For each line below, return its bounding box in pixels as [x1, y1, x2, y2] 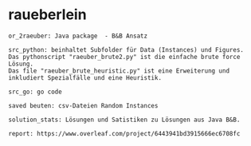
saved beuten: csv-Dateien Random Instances [8, 101, 159, 109]
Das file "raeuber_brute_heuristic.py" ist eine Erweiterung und [8, 66, 229, 75]
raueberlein [8, 6, 87, 24]
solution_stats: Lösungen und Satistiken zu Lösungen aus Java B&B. [8, 116, 241, 124]
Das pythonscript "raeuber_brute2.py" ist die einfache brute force [8, 53, 241, 61]
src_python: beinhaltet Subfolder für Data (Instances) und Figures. [8, 45, 245, 53]
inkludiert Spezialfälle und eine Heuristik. [8, 73, 162, 81]
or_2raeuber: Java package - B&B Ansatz [8, 32, 148, 40]
